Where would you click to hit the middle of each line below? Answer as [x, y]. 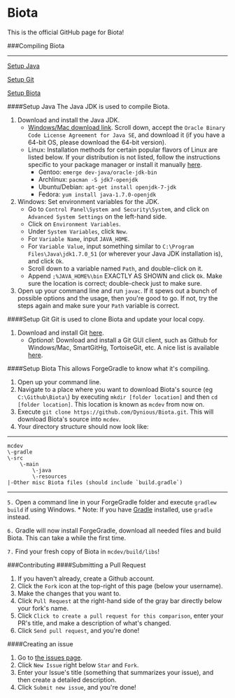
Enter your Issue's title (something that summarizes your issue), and [115, 672]
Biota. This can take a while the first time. [67, 538]
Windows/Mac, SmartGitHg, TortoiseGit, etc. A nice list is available [123, 347]
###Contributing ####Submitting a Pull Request [77, 565]
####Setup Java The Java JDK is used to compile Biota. [88, 106]
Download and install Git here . [61, 333]
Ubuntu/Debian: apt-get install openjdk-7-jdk [107, 187]
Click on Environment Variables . [74, 224]
